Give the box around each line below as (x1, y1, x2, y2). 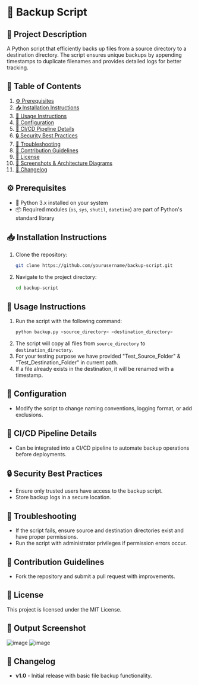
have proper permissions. (15, 533, 78, 540)
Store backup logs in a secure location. (15, 494, 112, 501)
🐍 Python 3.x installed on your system (15, 199, 108, 206)
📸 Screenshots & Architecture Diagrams (15, 159, 113, 167)
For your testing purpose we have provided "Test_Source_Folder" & (15, 352, 181, 360)
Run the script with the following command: (15, 318, 122, 324)
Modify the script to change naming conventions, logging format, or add (15, 404, 193, 411)
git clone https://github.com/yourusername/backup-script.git (15, 263, 173, 269)
